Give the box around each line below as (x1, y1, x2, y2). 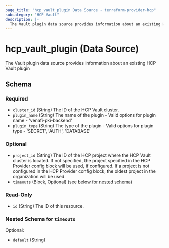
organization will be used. (12, 174, 66, 180)
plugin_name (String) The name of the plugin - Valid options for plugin (12, 112, 156, 118)
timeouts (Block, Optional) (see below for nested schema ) (12, 179, 132, 185)
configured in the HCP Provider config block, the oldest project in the (12, 168, 156, 174)
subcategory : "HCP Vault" (5, 12, 59, 17)
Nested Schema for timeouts (5, 216, 76, 223)
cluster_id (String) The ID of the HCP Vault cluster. (12, 107, 119, 113)
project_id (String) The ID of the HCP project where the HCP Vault (12, 152, 151, 158)
